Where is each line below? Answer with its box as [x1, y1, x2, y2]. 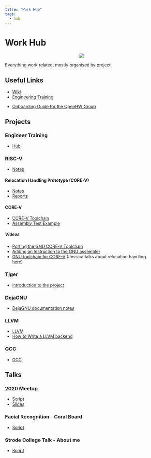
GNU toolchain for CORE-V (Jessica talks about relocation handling [12, 254, 146, 260]
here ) [12, 259, 23, 265]
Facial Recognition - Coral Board [5, 413, 83, 420]
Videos [5, 231, 20, 237]
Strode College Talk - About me [5, 437, 80, 443]
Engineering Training [12, 94, 54, 100]
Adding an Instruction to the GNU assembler [12, 249, 101, 254]
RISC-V [5, 155, 23, 162]
